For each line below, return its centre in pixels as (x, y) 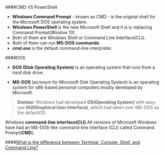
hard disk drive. (28, 73)
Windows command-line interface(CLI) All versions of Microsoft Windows (81, 122)
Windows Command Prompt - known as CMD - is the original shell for (84, 17)
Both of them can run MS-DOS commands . (56, 43)
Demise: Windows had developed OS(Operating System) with (81, 102)
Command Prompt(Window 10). (44, 32)
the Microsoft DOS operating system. (50, 22)
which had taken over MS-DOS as (125, 107)
